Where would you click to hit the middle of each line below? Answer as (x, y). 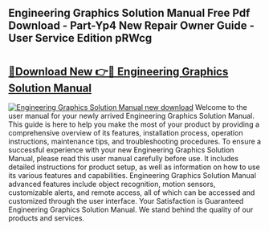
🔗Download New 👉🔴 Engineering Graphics (118, 71)
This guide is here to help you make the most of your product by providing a (134, 124)
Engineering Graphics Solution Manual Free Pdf (129, 13)
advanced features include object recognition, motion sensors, (112, 184)
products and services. (47, 218)
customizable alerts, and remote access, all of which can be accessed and (132, 192)
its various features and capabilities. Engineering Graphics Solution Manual (132, 175)
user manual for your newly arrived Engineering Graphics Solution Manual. (132, 116)
